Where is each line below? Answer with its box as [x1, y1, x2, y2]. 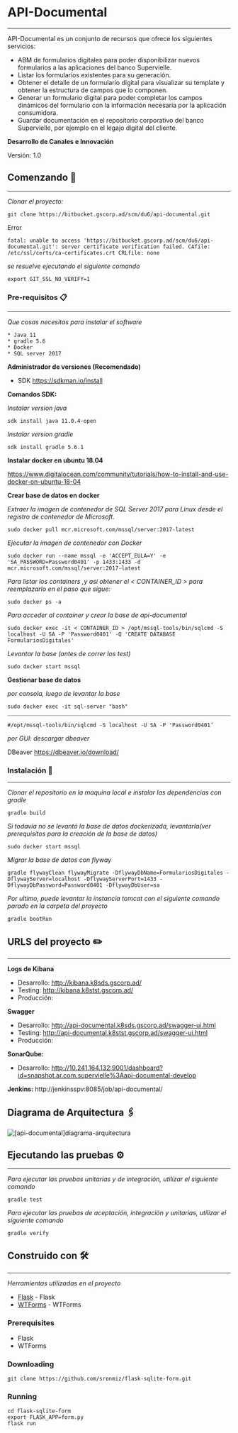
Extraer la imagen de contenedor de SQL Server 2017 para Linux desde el [7, 505, 223, 514]
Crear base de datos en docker [7, 491, 100, 500]
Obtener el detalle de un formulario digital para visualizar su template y [17, 78, 225, 87]
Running [7, 1392, 38, 1402]
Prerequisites [7, 1317, 55, 1327]
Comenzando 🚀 [7, 172, 76, 184]
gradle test [7, 1196, 42, 1203]
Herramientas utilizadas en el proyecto [7, 1278, 121, 1288]
